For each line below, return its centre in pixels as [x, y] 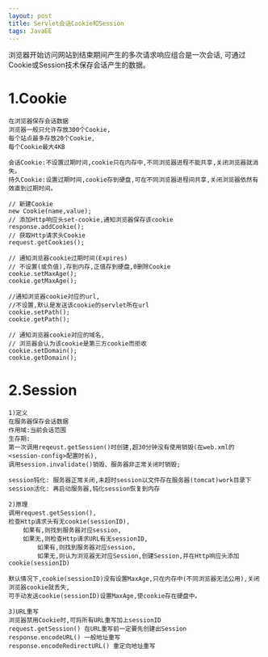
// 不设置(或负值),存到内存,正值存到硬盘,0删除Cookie [90, 267]
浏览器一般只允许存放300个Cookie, [60, 130]
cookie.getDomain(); [43, 358]
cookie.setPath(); [39, 312]
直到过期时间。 [36, 189]
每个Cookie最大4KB [37, 147]
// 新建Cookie [31, 204]
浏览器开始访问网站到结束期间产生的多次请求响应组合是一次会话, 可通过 [127, 55]
